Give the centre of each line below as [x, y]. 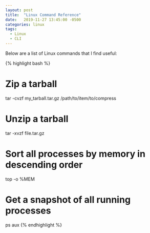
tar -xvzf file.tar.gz [25, 133]
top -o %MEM [20, 179]
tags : [11, 29]
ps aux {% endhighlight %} [34, 225]
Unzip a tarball [37, 119]
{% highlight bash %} [28, 63]
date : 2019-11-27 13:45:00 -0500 [43, 20]
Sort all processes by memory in [76, 154]
